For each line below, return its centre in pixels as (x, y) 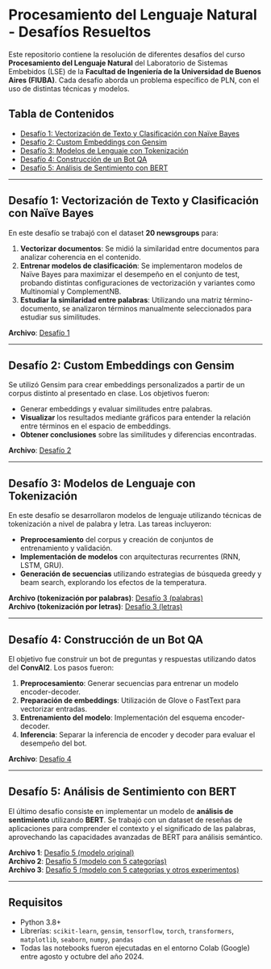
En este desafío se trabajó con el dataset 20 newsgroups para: (114, 232)
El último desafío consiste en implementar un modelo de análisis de (121, 811)
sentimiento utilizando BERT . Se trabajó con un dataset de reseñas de (125, 820)
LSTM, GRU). (42, 566)
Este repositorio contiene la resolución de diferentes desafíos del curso (127, 54)
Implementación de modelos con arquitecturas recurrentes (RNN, (130, 557)
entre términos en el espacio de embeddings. (96, 426)
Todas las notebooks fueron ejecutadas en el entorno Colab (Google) (135, 948)
